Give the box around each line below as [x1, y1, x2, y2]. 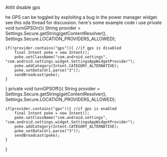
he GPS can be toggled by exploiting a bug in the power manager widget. [5, 14, 158, 20]
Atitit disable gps [5, 5, 41, 10]
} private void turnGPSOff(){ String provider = [5, 86, 101, 91]
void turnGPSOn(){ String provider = [5, 25, 81, 31]
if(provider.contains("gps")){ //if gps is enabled [5, 106, 117, 111]
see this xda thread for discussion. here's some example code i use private [5, 20, 162, 25]
